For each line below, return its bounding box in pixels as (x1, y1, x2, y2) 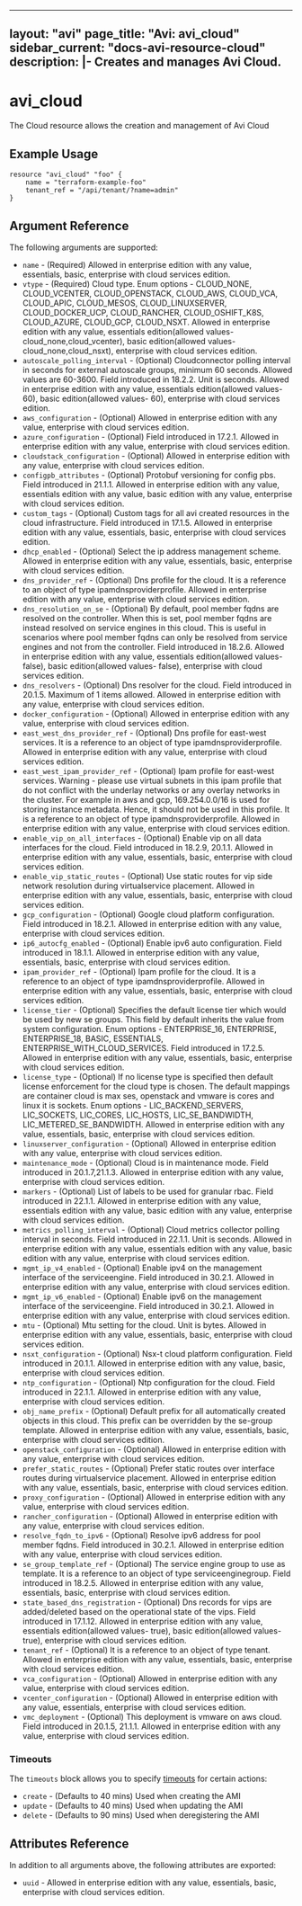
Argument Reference (9, 218, 129, 234)
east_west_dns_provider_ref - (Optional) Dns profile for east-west (22, 727, 267, 738)
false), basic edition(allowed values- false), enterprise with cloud (22, 660, 262, 671)
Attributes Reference (9, 1836, 129, 1851)
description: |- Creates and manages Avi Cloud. (9, 55, 282, 70)
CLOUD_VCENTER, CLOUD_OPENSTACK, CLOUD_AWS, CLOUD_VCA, (22, 288, 279, 298)
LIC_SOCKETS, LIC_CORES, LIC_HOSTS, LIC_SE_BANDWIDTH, (22, 1109, 254, 1120)
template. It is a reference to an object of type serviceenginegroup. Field (22, 1568, 291, 1579)
